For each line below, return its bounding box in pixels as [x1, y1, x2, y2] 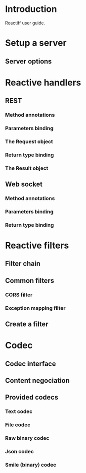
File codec [5, 421, 31, 428]
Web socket [5, 180, 43, 189]
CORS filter [5, 291, 33, 298]
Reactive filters [5, 240, 69, 251]
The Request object [5, 138, 53, 145]
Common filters [5, 276, 54, 285]
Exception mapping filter [5, 304, 66, 311]
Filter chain [5, 260, 41, 268]
